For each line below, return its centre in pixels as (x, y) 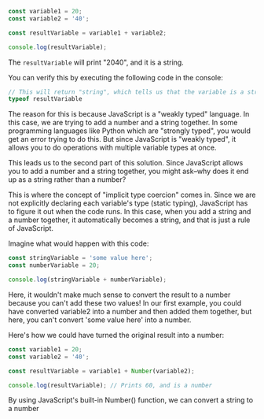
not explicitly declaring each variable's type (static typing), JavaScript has (128, 203)
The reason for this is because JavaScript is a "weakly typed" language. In (129, 114)
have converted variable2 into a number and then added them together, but (130, 311)
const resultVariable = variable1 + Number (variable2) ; (101, 371)
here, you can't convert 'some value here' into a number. (100, 320)
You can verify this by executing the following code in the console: (116, 77)
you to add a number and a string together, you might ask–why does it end (128, 171)
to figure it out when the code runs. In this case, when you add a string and (130, 212)
